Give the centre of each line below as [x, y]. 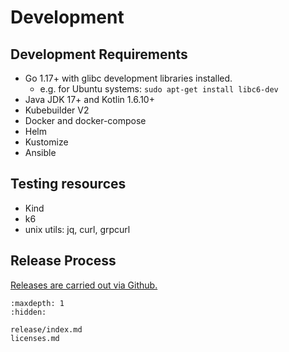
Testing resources [68, 184]
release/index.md [46, 329]
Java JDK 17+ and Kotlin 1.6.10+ [89, 99]
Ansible [40, 152]
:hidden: [28, 312]
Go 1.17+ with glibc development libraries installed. [128, 78]
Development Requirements [99, 54]
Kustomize [46, 142]
